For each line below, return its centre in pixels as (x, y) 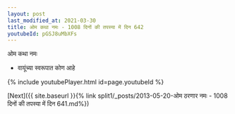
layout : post (26, 14)
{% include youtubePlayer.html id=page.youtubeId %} (86, 82)
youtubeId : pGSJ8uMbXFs (42, 34)
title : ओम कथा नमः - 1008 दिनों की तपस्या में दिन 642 (76, 27)
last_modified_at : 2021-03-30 (52, 21)
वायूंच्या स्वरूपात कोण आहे (46, 68)
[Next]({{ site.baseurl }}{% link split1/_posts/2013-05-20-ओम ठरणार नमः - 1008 (117, 96)
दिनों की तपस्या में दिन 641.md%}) (48, 104)
